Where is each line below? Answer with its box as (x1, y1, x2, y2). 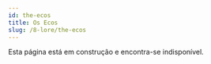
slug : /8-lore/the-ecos (8, 26, 87, 34)
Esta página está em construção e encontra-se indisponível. (8, 48, 204, 57)
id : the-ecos (8, 11, 51, 20)
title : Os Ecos (8, 19, 58, 27)
